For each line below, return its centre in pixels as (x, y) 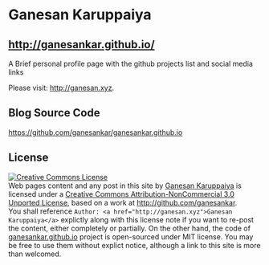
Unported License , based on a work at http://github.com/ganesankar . (123, 202)
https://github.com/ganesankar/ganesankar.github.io (96, 132)
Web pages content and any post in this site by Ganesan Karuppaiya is (125, 185)
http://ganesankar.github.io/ (82, 45)
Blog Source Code (54, 113)
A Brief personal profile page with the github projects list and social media (130, 63)
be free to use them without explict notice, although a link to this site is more (134, 245)
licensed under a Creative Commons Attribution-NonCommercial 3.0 (122, 194)
